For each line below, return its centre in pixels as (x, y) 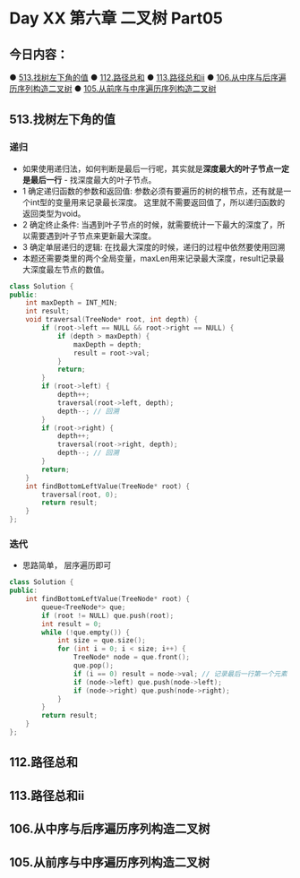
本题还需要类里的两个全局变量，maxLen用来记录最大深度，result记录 (149, 258)
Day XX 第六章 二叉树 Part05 (116, 18)
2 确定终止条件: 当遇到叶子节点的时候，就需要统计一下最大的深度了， (150, 224)
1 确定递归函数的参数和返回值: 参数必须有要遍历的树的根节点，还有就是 (153, 191)
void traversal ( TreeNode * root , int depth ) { (112, 320)
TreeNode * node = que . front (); (132, 658)
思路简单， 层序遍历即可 (67, 565)
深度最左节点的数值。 (69, 269)
